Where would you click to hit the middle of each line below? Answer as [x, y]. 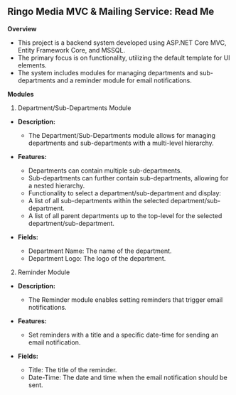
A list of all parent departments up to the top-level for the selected [125, 215]
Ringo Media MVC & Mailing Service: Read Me [111, 12]
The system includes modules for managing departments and [108, 72]
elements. [32, 65]
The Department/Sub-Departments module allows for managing [122, 135]
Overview [22, 28]
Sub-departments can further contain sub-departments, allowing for [128, 178]
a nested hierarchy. [57, 185]
